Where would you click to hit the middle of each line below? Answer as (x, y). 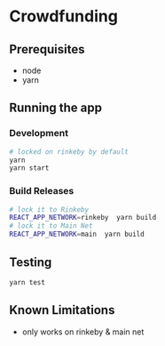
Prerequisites (47, 49)
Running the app (55, 108)
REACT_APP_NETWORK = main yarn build (77, 234)
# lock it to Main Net (51, 226)
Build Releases (42, 191)
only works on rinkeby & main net (83, 332)
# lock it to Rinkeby (49, 209)
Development (39, 133)
